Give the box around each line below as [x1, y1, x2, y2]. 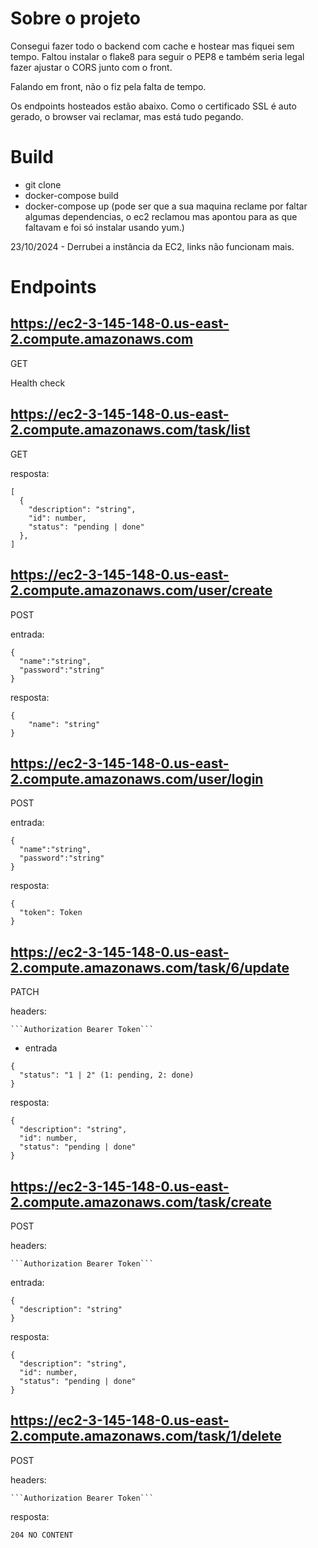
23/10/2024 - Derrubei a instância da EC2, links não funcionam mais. [10, 240, 295, 252]
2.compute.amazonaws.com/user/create [10, 582, 273, 599]
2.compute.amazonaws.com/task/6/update [10, 959, 290, 976]
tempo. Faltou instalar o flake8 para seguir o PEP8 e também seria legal [10, 50, 305, 62]
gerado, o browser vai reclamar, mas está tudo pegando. [10, 110, 244, 122]
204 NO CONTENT [10, 1530, 74, 1540]
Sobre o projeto [10, 7, 141, 30]
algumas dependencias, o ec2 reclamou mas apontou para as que [24, 210, 298, 222]
